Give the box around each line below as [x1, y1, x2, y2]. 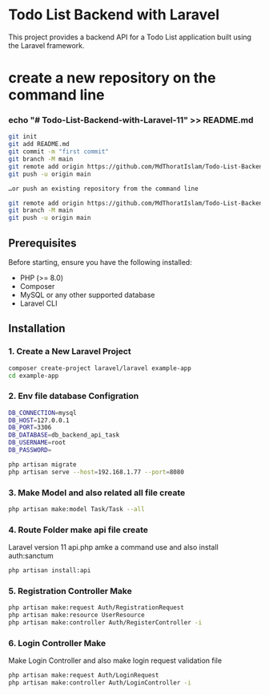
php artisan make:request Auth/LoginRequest [8, 672, 159, 680]
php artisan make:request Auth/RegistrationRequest [8, 604, 184, 612]
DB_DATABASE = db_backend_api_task [8, 431, 120, 439]
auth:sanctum [8, 551, 54, 561]
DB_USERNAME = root [8, 439, 66, 447]
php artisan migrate [8, 460, 78, 469]
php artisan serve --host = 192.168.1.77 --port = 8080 [8, 468, 184, 476]
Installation [8, 322, 66, 335]
